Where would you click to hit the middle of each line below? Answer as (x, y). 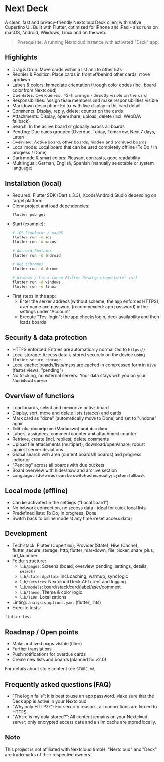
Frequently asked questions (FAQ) (58, 684)
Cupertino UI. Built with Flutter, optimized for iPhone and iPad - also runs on (82, 27)
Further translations (32, 649)
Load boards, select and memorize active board (60, 407)
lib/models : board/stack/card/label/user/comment (70, 587)
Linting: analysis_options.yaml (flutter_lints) (57, 602)
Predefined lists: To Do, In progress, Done (54, 513)
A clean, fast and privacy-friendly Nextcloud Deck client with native (73, 22)
